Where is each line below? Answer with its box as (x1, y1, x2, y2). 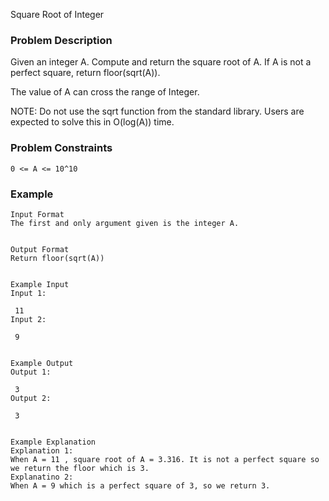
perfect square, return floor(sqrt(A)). (10, 67, 161, 79)
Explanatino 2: (10, 472, 74, 482)
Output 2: (10, 393, 52, 403)
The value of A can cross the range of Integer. (10, 86, 200, 98)
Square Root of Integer (10, 9, 105, 20)
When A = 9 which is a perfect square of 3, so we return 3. (10, 480, 271, 491)
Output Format (10, 244, 70, 254)
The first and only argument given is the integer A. (10, 218, 240, 228)
